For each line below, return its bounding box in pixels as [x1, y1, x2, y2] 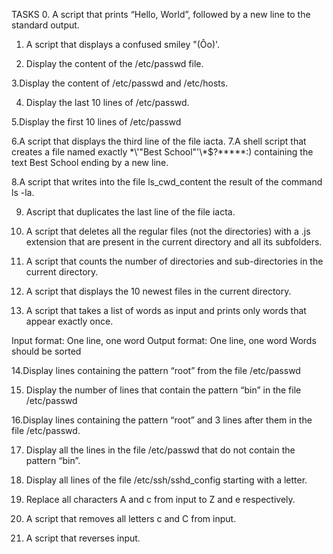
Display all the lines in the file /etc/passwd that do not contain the [25, 444, 296, 456]
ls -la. [11, 187, 35, 198]
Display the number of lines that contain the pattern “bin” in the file [25, 384, 302, 396]
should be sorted [11, 345, 82, 357]
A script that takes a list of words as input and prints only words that [25, 305, 307, 316]
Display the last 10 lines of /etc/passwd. [25, 97, 190, 108]
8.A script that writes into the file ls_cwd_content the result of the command [11, 176, 323, 188]
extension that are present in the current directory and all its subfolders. [25, 236, 323, 248]
